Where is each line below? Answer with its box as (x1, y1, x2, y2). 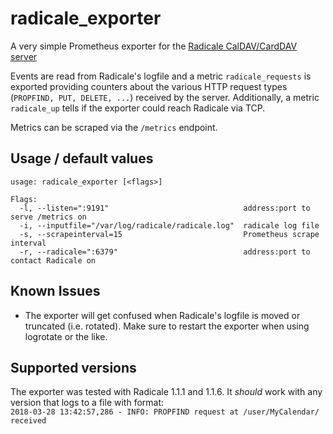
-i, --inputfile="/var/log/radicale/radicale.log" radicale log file (19, 220, 320, 231)
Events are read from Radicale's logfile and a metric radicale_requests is (10, 70, 312, 82)
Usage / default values (10, 150, 154, 167)
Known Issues (10, 283, 101, 300)
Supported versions (10, 359, 137, 376)
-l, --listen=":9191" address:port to (19, 203, 311, 213)
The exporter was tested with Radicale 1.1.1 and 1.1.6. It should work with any (10, 386, 323, 398)
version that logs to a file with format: (10, 397, 165, 409)
